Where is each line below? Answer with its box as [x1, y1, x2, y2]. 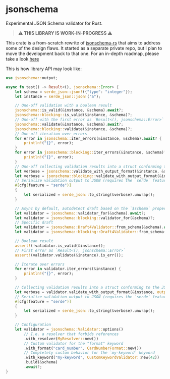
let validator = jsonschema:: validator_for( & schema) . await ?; [15, 210, 146, 215]
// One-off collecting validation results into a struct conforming [15, 164, 162, 169]
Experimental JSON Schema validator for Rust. [6, 20, 103, 26]
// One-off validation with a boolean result [15, 103, 112, 108]
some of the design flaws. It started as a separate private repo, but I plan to [6, 45, 162, 51]
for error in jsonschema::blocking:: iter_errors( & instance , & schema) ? [15, 150, 166, 155]
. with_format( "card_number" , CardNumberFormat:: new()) [24, 346, 142, 351]
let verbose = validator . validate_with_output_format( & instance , [15, 289, 155, 295]
